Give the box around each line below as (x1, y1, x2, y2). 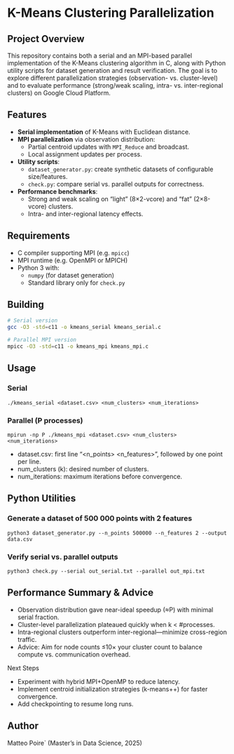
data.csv (7, 535, 33, 543)
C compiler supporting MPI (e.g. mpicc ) (17, 248, 130, 257)
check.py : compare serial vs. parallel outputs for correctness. (27, 180, 205, 188)
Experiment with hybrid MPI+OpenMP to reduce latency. (17, 677, 181, 685)
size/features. (27, 172, 68, 180)
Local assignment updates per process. (27, 149, 142, 159)
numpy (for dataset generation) (27, 271, 114, 279)
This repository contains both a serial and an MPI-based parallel (7, 51, 193, 60)
